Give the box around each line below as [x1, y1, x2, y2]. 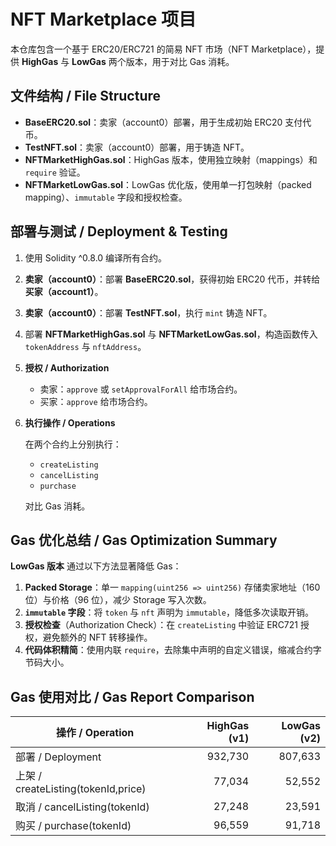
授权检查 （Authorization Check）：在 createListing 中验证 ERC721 [24, 619, 299, 631]
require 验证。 [24, 166, 86, 178]
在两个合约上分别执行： [24, 438, 122, 450]
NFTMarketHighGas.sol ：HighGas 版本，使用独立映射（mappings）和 [24, 153, 318, 165]
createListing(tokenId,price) [15, 782, 147, 796]
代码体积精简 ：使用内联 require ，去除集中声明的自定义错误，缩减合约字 [24, 644, 322, 656]
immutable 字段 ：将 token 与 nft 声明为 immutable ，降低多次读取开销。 [24, 606, 314, 619]
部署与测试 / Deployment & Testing [10, 223, 228, 240]
